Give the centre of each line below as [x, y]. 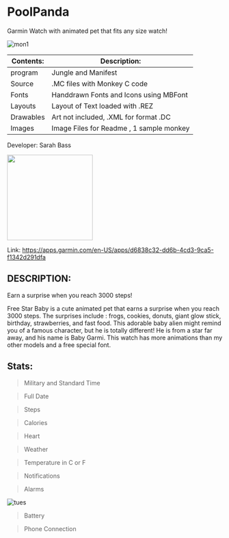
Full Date [36, 396]
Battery [34, 515]
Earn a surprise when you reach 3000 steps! [70, 295]
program [24, 73]
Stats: [20, 367]
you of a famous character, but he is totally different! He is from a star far [110, 330]
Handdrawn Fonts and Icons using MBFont [120, 94]
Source [22, 84]
